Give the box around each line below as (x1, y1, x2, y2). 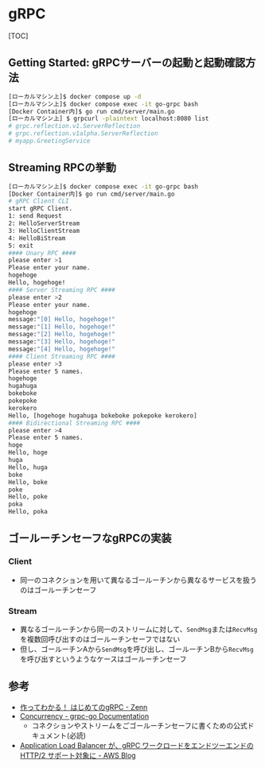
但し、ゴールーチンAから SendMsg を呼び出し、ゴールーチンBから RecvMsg (19, 645, 254, 654)
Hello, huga (8, 463, 48, 471)
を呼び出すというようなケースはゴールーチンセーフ (19, 654, 187, 664)
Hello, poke (8, 493, 48, 501)
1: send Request (8, 212, 62, 220)
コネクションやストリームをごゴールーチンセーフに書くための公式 (31, 720, 248, 730)
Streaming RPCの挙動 (8, 161, 117, 175)
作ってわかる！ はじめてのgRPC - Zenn (19, 702, 148, 712)
